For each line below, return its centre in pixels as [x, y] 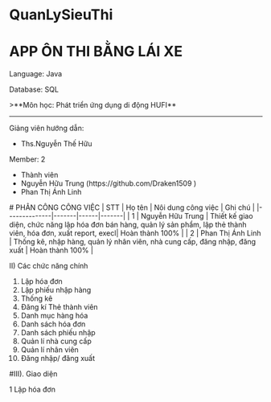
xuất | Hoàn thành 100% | [51, 250]
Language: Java [36, 74]
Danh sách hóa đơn [53, 324]
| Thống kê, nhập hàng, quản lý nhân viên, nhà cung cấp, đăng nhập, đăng [133, 242]
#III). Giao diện [33, 374]
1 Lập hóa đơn [32, 390]
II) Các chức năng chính [49, 266]
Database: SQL [34, 89]
